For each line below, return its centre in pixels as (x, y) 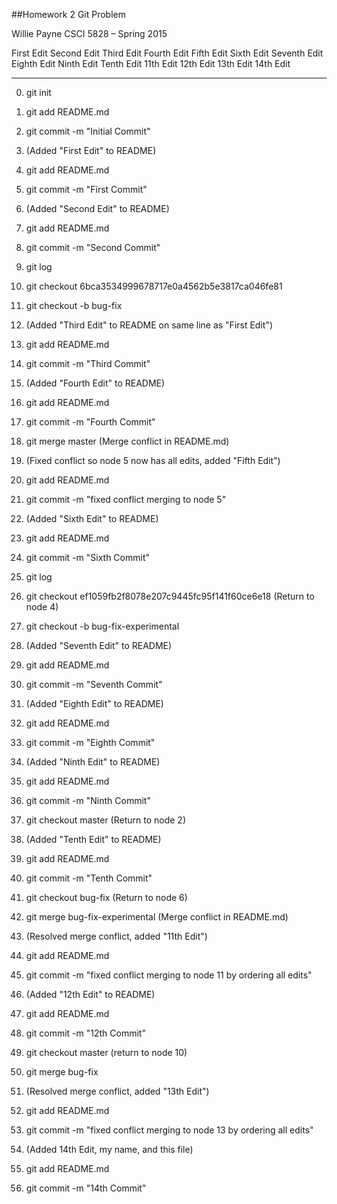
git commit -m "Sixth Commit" (88, 557)
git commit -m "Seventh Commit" (94, 684)
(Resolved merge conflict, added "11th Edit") (116, 936)
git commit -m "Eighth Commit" (90, 742)
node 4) (42, 607)
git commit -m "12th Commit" (85, 1033)
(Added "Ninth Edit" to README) (93, 762)
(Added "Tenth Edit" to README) (93, 839)
